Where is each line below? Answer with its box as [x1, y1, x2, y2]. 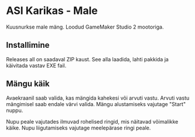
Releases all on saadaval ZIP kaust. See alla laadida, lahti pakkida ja [6, 55, 169, 62]
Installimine [6, 40, 50, 50]
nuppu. [6, 107, 23, 114]
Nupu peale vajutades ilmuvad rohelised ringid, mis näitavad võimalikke [6, 118, 179, 125]
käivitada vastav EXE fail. [6, 62, 67, 69]
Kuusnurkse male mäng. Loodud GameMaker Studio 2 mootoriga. [6, 23, 164, 30]
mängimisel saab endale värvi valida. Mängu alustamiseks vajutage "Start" [6, 100, 186, 107]
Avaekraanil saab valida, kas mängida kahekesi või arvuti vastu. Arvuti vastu [6, 94, 190, 101]
